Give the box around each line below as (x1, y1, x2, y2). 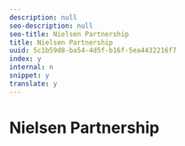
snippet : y (9, 71, 50, 80)
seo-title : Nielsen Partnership (9, 29, 129, 38)
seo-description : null (9, 21, 93, 30)
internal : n (9, 63, 53, 72)
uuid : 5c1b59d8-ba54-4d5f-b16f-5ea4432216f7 (9, 46, 177, 55)
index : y (9, 54, 42, 63)
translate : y (9, 79, 58, 88)
